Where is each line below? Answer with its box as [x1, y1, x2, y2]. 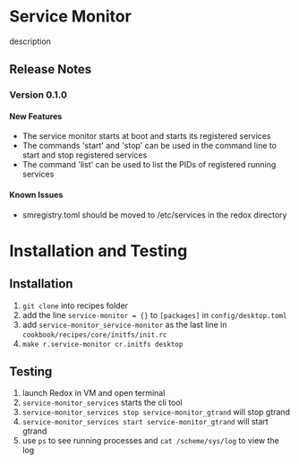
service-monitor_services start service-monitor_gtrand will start [21, 417, 269, 427]
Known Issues [9, 190, 64, 201]
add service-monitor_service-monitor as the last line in [21, 319, 227, 330]
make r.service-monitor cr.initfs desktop [21, 339, 184, 348]
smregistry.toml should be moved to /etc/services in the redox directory [21, 209, 287, 220]
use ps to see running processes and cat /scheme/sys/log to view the [21, 435, 279, 446]
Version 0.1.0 [9, 89, 67, 101]
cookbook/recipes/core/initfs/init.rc [21, 330, 167, 339]
